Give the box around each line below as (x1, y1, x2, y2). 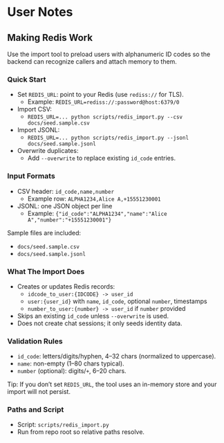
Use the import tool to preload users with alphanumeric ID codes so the (7, 50, 211, 58)
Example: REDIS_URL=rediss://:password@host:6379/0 (27, 98, 180, 106)
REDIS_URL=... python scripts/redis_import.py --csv (27, 114, 183, 121)
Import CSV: (17, 105, 52, 114)
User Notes (7, 4, 73, 20)
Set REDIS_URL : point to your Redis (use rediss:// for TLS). (17, 91, 185, 99)
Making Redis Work (7, 32, 93, 44)
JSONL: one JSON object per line (17, 201, 113, 210)
